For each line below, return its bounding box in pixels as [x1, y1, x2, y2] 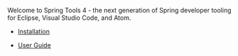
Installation [17, 28, 50, 35]
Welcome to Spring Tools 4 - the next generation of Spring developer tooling [7, 6, 232, 14]
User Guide [17, 41, 51, 49]
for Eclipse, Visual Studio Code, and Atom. [7, 13, 131, 22]
